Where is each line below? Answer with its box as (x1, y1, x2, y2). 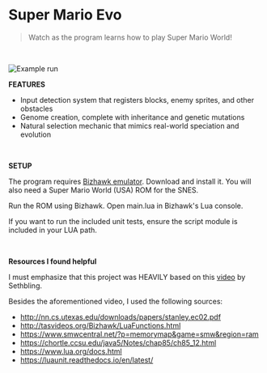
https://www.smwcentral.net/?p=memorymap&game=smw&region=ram (19, 329, 259, 339)
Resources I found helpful (8, 256, 97, 266)
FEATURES (8, 79, 46, 89)
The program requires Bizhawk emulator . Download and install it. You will (8, 176, 252, 186)
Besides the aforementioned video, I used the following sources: (8, 296, 223, 306)
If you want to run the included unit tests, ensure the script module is (8, 216, 238, 226)
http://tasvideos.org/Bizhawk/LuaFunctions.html (19, 320, 181, 330)
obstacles (19, 104, 53, 113)
